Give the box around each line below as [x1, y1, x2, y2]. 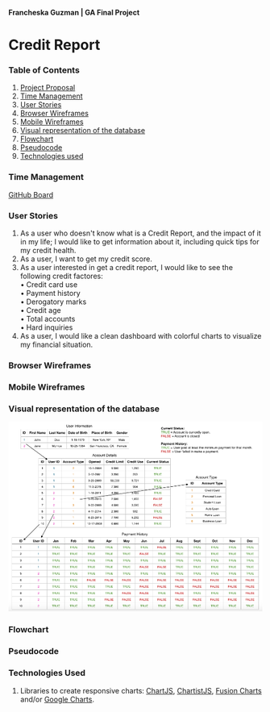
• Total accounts [19, 314, 76, 324]
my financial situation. [19, 339, 93, 350]
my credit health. [19, 246, 77, 256]
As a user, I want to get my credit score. [19, 254, 153, 264]
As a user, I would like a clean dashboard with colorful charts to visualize [19, 331, 262, 341]
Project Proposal [19, 83, 76, 93]
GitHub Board [8, 189, 54, 199]
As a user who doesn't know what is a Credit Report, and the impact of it [19, 228, 262, 238]
